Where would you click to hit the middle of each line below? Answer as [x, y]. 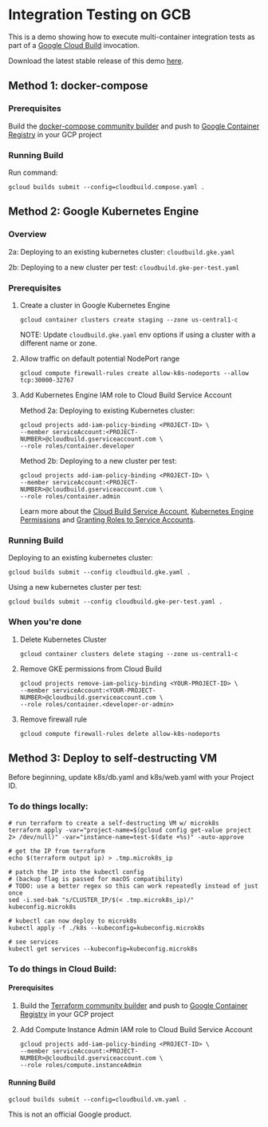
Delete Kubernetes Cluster [63, 639]
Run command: [33, 172]
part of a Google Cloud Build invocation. [74, 45]
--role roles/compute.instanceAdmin [81, 1065]
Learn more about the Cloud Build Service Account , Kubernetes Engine [136, 511]
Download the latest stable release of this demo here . [96, 61]
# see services [33, 942]
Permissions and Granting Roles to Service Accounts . [107, 520]
